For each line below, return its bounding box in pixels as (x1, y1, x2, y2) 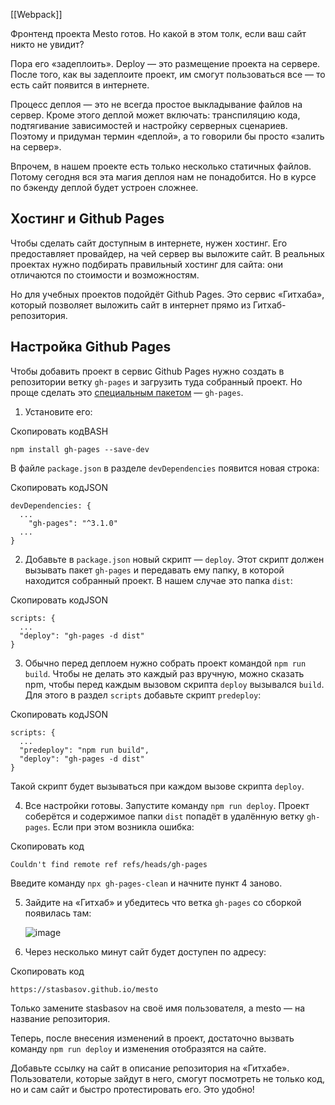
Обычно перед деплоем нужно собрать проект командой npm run (24, 657, 307, 669)
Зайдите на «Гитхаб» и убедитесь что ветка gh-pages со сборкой (24, 896, 302, 908)
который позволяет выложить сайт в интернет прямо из (10, 299, 252, 311)
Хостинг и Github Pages (10, 210, 165, 228)
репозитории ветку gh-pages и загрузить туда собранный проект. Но (10, 375, 303, 388)
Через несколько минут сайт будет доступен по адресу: (24, 945, 267, 958)
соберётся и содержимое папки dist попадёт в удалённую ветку (24, 810, 305, 822)
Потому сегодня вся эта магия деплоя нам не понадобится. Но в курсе (10, 171, 317, 183)
